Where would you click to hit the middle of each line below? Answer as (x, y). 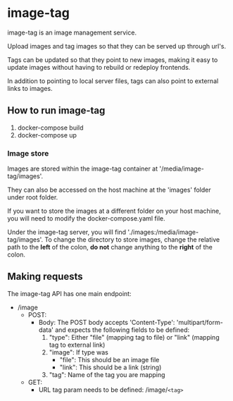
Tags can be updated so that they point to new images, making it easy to (113, 60)
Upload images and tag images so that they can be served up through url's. (117, 46)
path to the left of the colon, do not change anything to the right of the (110, 247)
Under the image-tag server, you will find (67, 232)
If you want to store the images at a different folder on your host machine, (114, 211)
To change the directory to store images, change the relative (132, 240)
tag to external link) (77, 345)
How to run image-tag (56, 111)
